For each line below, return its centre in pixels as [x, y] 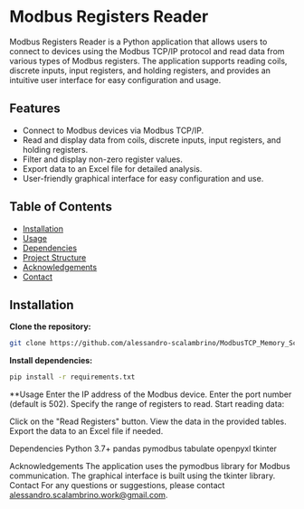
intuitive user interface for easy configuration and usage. [115, 80]
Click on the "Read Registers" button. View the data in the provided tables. [148, 421]
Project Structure [54, 257]
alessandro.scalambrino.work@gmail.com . [89, 495]
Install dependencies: [51, 361]
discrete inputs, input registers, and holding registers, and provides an [140, 71]
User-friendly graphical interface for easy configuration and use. [143, 178]
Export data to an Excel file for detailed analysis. [112, 168]
